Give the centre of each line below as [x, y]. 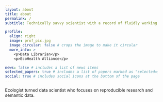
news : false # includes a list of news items [52, 67]
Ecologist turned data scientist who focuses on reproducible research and [79, 90]
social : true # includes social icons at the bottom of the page [72, 76]
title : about [18, 14]
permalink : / [18, 18]
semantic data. [20, 95]
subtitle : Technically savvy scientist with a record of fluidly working [81, 23]
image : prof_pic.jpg [30, 41]
